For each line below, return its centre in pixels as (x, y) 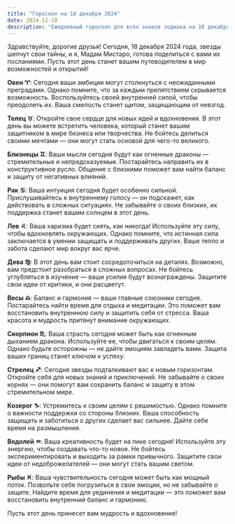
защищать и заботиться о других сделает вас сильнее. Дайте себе (108, 420)
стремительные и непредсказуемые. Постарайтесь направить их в (108, 162)
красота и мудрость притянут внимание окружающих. (89, 320)
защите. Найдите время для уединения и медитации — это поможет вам (116, 492)
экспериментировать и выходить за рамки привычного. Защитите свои (115, 457)
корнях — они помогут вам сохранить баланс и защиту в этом (101, 385)
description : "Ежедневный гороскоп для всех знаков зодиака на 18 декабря (119, 27)
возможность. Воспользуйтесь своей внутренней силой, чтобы (102, 97)
